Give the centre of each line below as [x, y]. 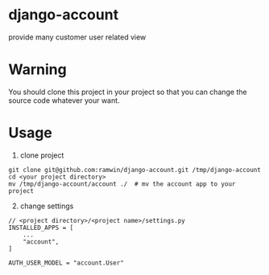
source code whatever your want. [64, 100]
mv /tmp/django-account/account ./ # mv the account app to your [122, 184]
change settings [47, 206]
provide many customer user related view [77, 37]
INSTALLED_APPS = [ [41, 228]
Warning [37, 70]
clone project [42, 155]
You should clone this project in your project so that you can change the [128, 92]
